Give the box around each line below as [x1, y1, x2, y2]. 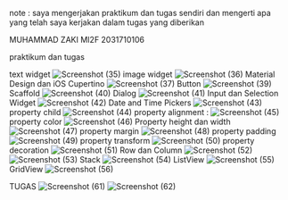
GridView [9, 164, 44, 174]
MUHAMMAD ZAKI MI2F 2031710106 [9, 35, 145, 45]
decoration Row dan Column [9, 145, 183, 155]
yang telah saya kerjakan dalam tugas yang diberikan [9, 17, 205, 28]
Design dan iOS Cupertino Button [9, 79, 202, 88]
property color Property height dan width [9, 116, 231, 127]
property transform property [79, 136, 255, 146]
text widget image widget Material [9, 69, 276, 79]
